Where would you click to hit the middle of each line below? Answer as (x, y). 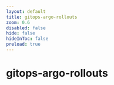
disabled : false (26, 28)
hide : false (21, 33)
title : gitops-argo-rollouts (42, 17)
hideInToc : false (27, 39)
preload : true (24, 45)
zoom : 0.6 (18, 22)
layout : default (26, 11)
